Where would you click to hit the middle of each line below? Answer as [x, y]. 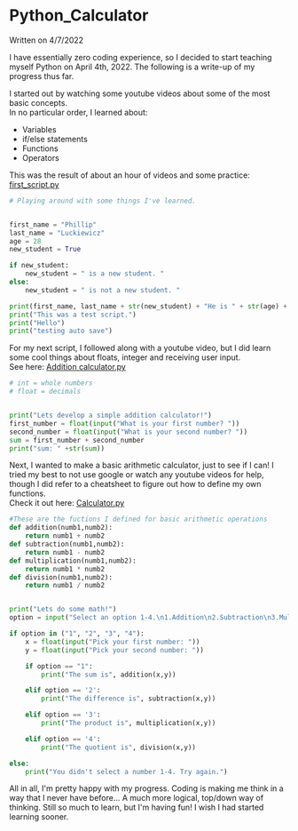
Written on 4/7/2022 [47, 40]
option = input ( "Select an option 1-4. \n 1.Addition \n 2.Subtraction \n [141, 618]
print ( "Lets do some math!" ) [63, 610]
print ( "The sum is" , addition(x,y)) [109, 675]
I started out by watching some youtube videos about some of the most [140, 93]
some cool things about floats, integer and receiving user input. [125, 357]
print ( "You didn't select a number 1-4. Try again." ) [126, 771]
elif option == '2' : [63, 691]
